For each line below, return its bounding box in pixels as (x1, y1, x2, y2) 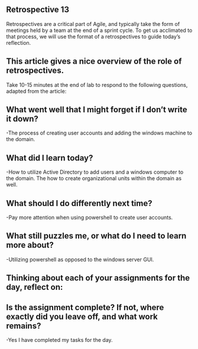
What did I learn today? (6, 153, 93, 163)
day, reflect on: (6, 282, 63, 292)
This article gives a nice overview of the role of (6, 56, 182, 67)
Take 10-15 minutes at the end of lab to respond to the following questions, (6, 81, 188, 88)
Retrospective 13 (6, 5, 70, 15)
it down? (6, 114, 38, 124)
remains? (6, 321, 41, 331)
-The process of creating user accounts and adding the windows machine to (6, 129, 193, 136)
